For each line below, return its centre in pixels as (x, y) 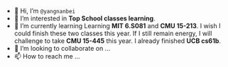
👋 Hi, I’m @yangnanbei (45, 11)
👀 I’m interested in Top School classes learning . (85, 18)
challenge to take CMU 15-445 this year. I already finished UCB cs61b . (118, 41)
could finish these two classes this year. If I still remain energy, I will (113, 33)
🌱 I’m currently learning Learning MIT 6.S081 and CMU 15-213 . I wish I (117, 26)
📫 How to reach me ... (47, 56)
